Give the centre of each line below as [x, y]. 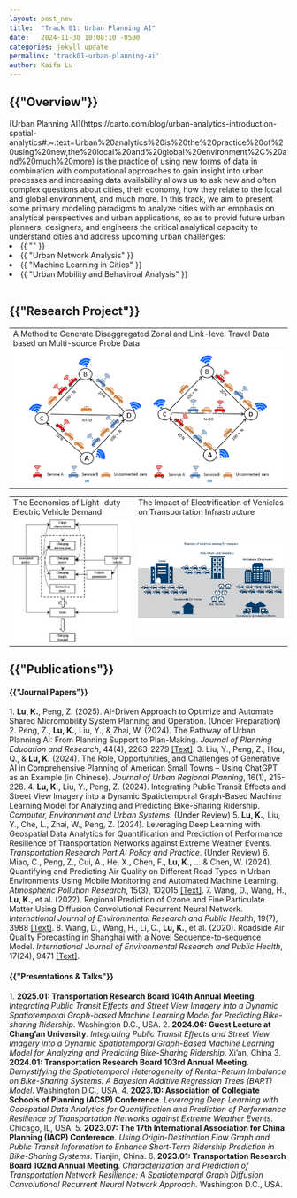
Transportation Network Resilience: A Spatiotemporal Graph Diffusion [136, 1175]
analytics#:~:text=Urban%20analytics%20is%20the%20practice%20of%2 [147, 142]
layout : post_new [41, 19]
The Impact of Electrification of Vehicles [211, 503]
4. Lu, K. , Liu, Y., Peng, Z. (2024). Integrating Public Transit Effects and [157, 787]
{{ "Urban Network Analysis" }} [77, 255]
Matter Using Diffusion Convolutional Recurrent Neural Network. [126, 909]
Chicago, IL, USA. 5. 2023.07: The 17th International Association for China [147, 1127]
